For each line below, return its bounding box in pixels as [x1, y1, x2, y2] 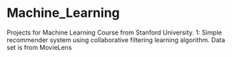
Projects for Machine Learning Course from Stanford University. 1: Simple [6, 28, 222, 37]
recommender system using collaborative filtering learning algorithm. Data [6, 35, 226, 44]
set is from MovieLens [6, 43, 72, 51]
